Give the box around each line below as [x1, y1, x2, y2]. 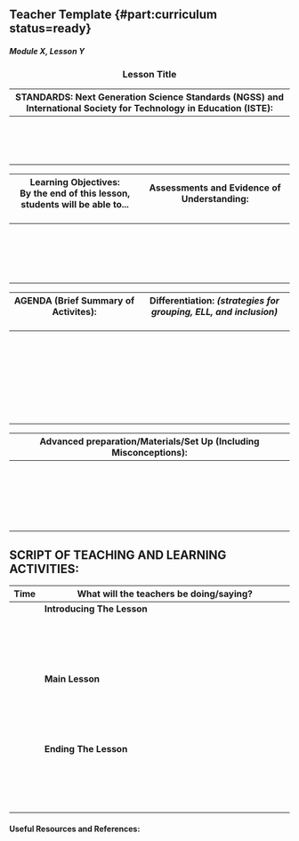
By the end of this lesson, [19, 187, 131, 199]
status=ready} [9, 21, 92, 36]
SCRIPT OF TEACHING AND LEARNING [9, 547, 227, 562]
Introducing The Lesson [44, 602, 149, 615]
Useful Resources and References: [9, 823, 141, 834]
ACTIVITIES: [9, 561, 80, 577]
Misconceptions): [111, 447, 188, 459]
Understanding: [181, 193, 249, 206]
